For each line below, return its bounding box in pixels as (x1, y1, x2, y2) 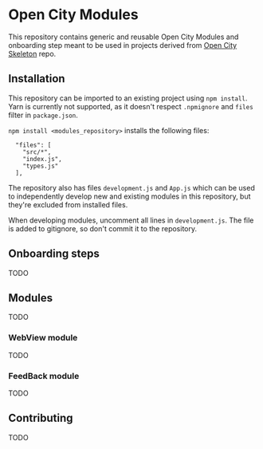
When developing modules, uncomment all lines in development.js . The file (8, 215, 254, 225)
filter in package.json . (8, 110, 78, 120)
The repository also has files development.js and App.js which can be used (8, 183, 255, 192)
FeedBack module (8, 370, 80, 381)
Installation (8, 72, 65, 85)
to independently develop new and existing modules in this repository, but (8, 191, 251, 201)
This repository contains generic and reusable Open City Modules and (8, 32, 239, 41)
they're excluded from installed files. (8, 199, 128, 209)
